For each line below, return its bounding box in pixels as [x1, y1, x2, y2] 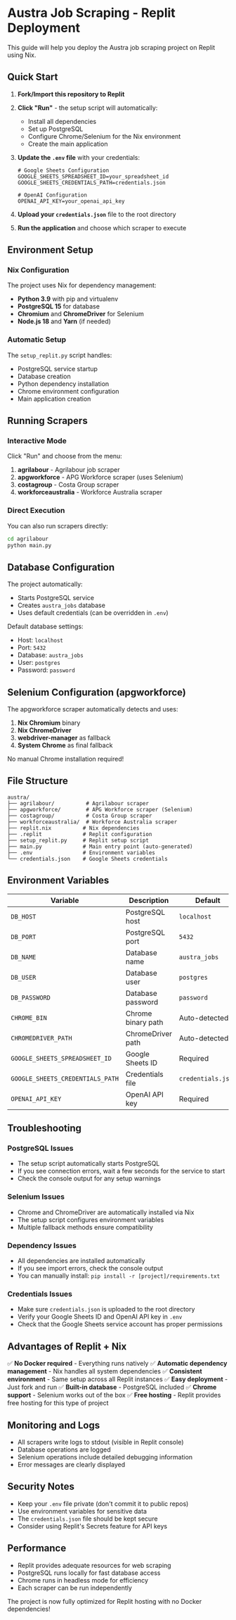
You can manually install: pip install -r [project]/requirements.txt [17, 1271, 221, 1280]
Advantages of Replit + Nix [7, 1340, 127, 1352]
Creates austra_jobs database [17, 601, 105, 610]
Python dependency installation [17, 379, 110, 388]
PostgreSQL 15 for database [17, 302, 100, 311]
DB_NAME [11, 953, 37, 961]
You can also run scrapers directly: [7, 521, 108, 530]
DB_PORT [11, 933, 37, 941]
